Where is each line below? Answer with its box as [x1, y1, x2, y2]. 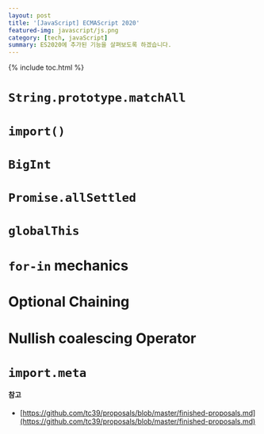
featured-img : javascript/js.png [8, 26, 119, 34]
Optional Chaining [8, 293, 130, 311]
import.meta [8, 365, 87, 380]
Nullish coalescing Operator [8, 329, 197, 347]
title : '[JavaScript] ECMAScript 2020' [8, 19, 140, 27]
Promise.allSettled [8, 190, 136, 205]
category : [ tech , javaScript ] [8, 33, 109, 42]
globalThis [8, 223, 80, 238]
